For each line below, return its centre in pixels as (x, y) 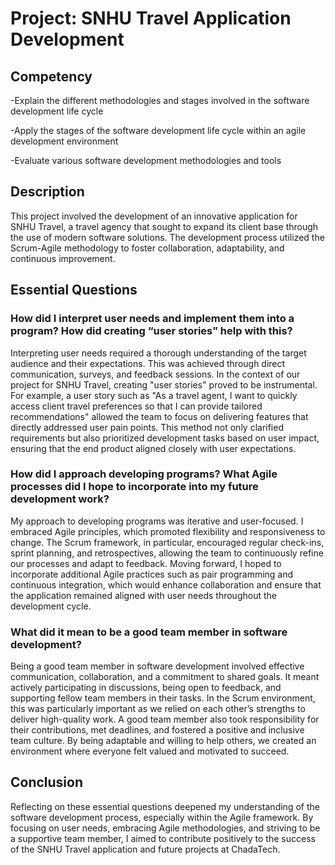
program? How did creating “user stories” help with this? (151, 331)
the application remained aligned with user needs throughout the (143, 595)
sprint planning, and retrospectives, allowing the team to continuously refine (167, 553)
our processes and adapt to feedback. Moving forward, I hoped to (146, 563)
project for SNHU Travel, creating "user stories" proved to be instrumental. (164, 384)
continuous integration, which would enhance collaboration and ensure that (166, 584)
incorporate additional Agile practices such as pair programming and (152, 574)
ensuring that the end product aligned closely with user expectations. (153, 448)
